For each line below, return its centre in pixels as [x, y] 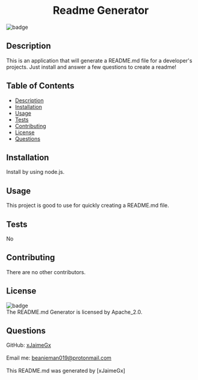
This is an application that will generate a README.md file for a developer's [99, 60]
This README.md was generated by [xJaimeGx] [66, 371]
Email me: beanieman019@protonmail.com [59, 358]
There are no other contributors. [46, 272]
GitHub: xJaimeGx [29, 345]
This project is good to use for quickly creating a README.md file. [88, 206]
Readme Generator [101, 11]
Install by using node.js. [35, 172]
